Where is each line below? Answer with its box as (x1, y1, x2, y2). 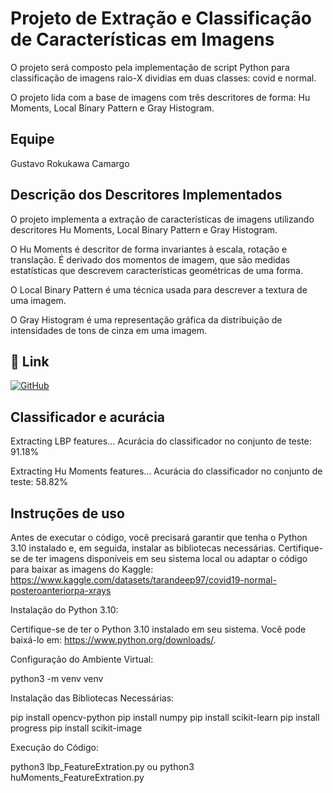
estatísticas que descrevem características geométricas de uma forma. (10, 264, 303, 276)
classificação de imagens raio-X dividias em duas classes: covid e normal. (10, 72, 317, 84)
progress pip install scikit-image (10, 722, 143, 734)
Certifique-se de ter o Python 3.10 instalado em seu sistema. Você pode (10, 623, 307, 635)
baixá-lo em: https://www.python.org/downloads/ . (10, 634, 217, 646)
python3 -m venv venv (10, 673, 104, 684)
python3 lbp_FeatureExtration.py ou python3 (10, 761, 195, 772)
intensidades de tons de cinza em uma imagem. (10, 324, 208, 336)
